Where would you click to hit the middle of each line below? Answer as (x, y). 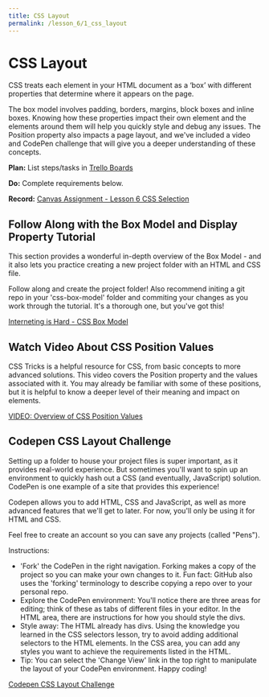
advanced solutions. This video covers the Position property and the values (133, 375)
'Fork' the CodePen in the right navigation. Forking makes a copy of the (138, 566)
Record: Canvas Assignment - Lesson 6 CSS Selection (99, 199)
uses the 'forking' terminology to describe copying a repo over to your (136, 583)
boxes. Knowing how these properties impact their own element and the (127, 118)
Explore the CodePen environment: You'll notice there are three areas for (140, 600)
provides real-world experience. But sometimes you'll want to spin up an (128, 469)
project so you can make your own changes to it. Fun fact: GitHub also (136, 574)
